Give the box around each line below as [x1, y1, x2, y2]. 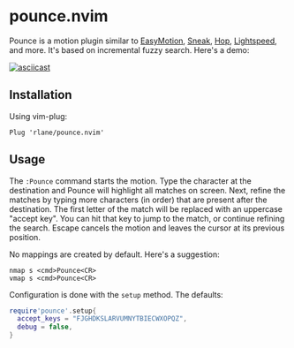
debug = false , [17, 322, 73, 332]
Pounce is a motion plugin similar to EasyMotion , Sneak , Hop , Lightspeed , [9, 35, 278, 46]
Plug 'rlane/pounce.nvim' [9, 128, 104, 137]
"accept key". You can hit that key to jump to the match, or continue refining [9, 213, 285, 223]
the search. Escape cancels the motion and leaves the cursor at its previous [9, 223, 285, 233]
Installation [9, 87, 72, 102]
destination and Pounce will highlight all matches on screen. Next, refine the [9, 185, 286, 195]
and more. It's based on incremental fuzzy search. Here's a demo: [9, 44, 250, 55]
